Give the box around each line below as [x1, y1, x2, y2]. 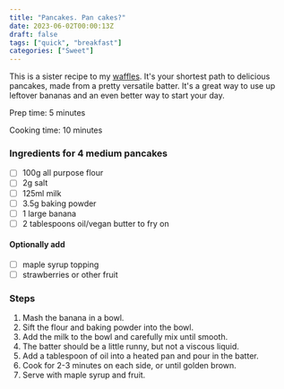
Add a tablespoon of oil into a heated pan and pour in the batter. [22, 350, 259, 361]
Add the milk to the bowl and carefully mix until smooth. [22, 332, 228, 342]
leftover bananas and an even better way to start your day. [9, 91, 226, 101]
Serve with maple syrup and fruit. [22, 369, 146, 381]
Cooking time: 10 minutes [9, 125, 103, 135]
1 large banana [22, 208, 77, 219]
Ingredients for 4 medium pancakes [9, 147, 168, 160]
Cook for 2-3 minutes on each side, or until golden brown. [22, 360, 237, 371]
